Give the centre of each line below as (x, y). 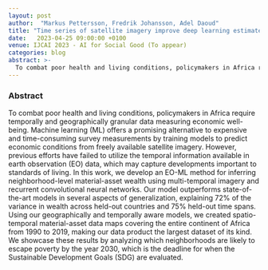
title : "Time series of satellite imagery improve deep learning (119, 30)
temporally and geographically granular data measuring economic (117, 121)
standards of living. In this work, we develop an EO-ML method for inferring (132, 173)
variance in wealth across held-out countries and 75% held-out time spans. (132, 206)
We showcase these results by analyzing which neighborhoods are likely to (132, 240)
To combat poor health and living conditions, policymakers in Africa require (132, 113)
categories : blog (37, 53)
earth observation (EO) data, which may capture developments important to (132, 164)
